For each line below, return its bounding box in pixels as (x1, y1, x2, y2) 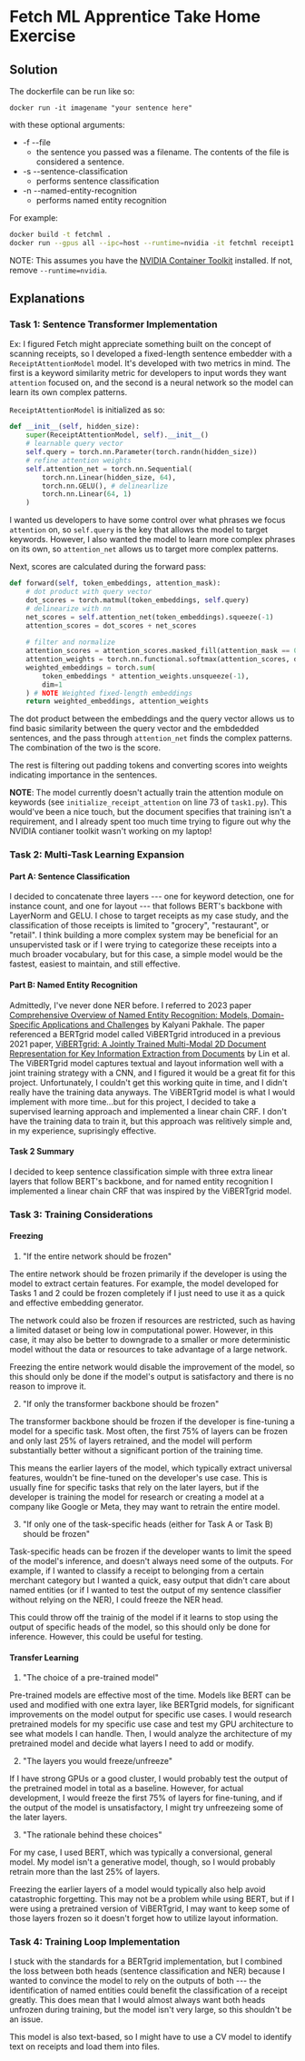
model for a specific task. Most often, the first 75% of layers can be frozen (9, 1425, 289, 1436)
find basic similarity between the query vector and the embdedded (9, 723, 260, 734)
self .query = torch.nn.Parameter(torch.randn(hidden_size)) (25, 448, 258, 457)
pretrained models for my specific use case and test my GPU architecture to (9, 1719, 294, 1729)
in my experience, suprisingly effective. (9, 1125, 157, 1136)
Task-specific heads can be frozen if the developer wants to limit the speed (9, 1546, 292, 1557)
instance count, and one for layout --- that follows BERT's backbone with (9, 901, 283, 912)
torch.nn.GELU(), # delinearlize (42, 481, 169, 490)
